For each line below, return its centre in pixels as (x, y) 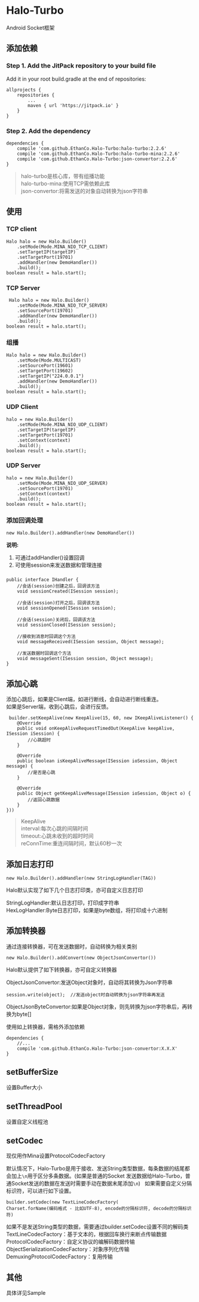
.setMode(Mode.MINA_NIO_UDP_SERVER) (63, 483)
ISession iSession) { (33, 734)
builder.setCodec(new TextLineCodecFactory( (62, 1202)
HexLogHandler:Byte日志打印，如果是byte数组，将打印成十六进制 (87, 910)
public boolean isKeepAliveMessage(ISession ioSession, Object (97, 761)
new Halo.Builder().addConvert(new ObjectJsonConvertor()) (81, 958)
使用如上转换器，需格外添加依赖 (45, 1026)
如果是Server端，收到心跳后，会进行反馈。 (59, 707)
